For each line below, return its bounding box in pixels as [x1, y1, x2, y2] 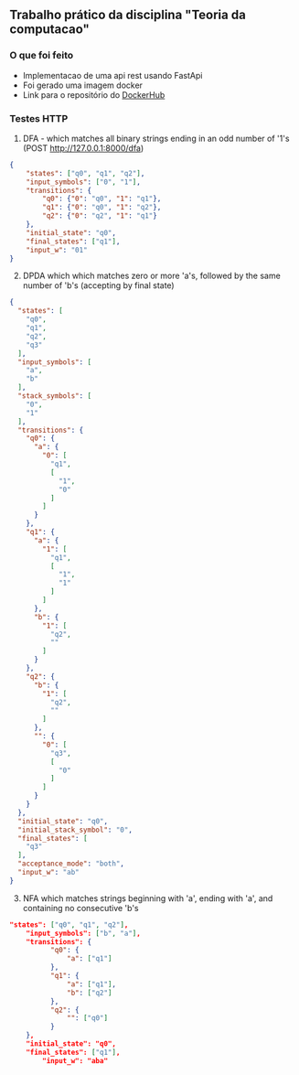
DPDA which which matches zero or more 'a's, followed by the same [22, 270, 281, 282]
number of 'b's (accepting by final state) [22, 280, 176, 291]
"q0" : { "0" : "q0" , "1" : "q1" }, [42, 194, 162, 204]
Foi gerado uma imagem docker [22, 80, 144, 91]
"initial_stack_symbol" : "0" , [17, 825, 133, 834]
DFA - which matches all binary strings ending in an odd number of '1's [22, 133, 290, 144]
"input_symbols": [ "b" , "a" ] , [26, 929, 142, 938]
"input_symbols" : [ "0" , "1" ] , [26, 177, 142, 187]
